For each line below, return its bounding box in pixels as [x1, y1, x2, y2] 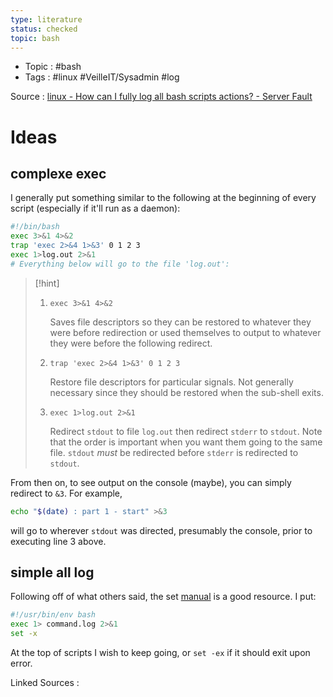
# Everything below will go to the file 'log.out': [10, 259, 230, 269]
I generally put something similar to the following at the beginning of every [10, 192, 317, 204]
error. [10, 657, 33, 670]
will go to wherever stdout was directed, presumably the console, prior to [10, 524, 313, 536]
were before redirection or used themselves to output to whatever [49, 326, 322, 338]
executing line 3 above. [10, 535, 107, 547]
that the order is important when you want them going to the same [49, 436, 323, 448]
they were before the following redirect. [49, 337, 213, 349]
